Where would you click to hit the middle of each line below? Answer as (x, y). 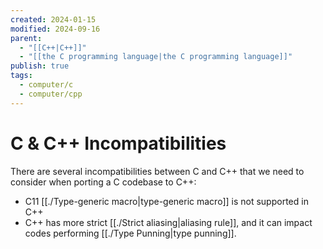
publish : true (40, 66)
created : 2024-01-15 (53, 19)
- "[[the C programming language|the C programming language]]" (156, 57)
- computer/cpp (51, 94)
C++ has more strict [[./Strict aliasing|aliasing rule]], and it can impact (168, 222)
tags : (21, 76)
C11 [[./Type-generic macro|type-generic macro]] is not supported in (166, 201)
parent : (26, 38)
